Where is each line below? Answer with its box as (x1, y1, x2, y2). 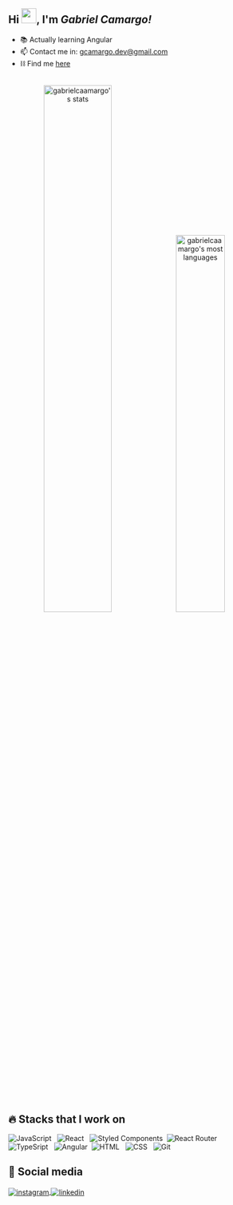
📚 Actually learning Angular (19, 34, 113, 44)
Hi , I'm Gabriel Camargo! (8, 13, 152, 26)
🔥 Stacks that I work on (8, 1112, 126, 1126)
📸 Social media (8, 1165, 84, 1179)
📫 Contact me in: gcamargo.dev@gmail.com (19, 46, 168, 56)
